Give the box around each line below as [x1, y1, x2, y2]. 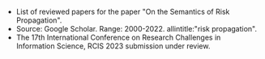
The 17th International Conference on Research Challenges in [15, 32, 221, 42]
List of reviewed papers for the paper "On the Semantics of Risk [15, 7, 230, 16]
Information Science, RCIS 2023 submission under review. [15, 41, 211, 51]
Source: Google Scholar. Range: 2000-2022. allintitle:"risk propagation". [15, 24, 258, 33]
